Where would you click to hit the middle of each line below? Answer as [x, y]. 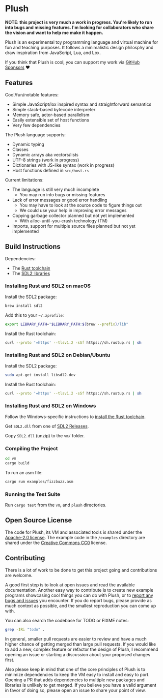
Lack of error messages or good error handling [60, 200]
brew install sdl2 [24, 305]
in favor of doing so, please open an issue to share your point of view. [76, 690]
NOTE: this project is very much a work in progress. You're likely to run [79, 22]
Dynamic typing [28, 144]
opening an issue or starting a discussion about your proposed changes [78, 654]
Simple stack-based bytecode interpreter [54, 109]
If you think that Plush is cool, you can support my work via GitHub [72, 62]
